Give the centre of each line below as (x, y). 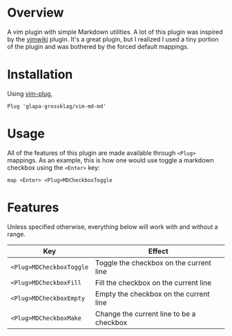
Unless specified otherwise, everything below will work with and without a (113, 227)
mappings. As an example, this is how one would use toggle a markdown (110, 160)
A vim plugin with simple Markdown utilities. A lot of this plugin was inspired (115, 32)
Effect (158, 251)
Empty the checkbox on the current (153, 294)
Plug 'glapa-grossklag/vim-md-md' (57, 106)
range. (17, 234)
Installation (40, 75)
